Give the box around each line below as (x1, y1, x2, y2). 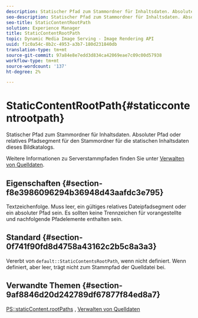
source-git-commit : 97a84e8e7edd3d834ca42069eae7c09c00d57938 (6, 52, 162, 58)
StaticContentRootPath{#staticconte (6, 99, 190, 112)
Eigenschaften (6, 178, 61, 188)
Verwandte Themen (6, 280, 81, 291)
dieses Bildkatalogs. (6, 143, 55, 150)
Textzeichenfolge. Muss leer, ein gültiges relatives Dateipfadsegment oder (6, 203, 187, 210)
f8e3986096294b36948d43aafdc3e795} (6, 188, 164, 198)
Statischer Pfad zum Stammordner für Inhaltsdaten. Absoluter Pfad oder (6, 131, 181, 138)
